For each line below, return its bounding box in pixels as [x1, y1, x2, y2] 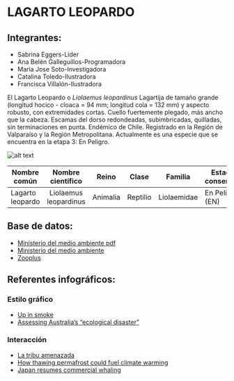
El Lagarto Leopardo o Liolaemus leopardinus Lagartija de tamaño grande [7, 93, 219, 102]
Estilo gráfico [7, 295, 54, 305]
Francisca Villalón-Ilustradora [17, 80, 102, 88]
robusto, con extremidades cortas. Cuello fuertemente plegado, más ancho [7, 108, 224, 116]
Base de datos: [7, 220, 73, 232]
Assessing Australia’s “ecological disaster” [17, 318, 139, 326]
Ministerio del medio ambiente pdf [17, 238, 116, 247]
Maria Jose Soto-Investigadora [17, 65, 107, 73]
